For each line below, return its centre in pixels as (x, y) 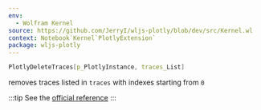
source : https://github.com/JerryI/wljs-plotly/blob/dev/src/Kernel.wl (130, 30)
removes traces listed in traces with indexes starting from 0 (106, 82)
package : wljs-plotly (45, 45)
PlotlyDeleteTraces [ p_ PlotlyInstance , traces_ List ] (96, 67)
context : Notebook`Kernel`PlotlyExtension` (82, 38)
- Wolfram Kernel (45, 23)
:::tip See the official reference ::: (62, 98)
